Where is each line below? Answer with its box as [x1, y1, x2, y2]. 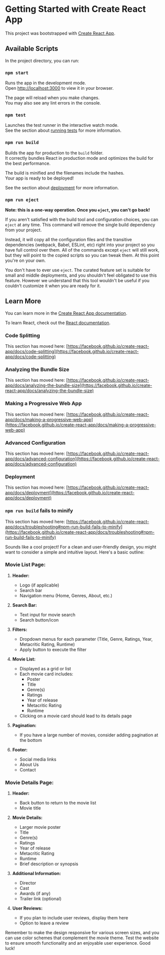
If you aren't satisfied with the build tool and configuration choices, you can [5, 216, 159, 222]
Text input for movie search [19, 612, 75, 618]
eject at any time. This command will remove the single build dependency [5, 221, 156, 227]
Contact [19, 767, 36, 772]
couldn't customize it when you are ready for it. [5, 283, 101, 289]
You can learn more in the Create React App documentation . [5, 310, 128, 316]
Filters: [12, 626, 28, 632]
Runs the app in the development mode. [5, 80, 86, 86]
